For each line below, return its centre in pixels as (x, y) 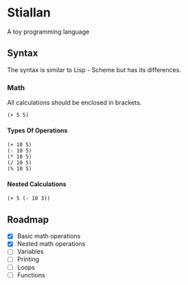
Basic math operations (49, 236)
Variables (30, 251)
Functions (31, 275)
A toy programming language (48, 32)
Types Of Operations (37, 130)
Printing (28, 260)
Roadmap (28, 219)
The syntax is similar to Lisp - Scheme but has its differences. (94, 69)
